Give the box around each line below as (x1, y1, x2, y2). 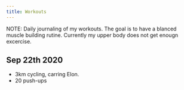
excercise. (6, 38, 32, 45)
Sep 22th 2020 (6, 55, 63, 66)
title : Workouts (6, 8, 47, 15)
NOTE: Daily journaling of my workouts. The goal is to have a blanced (6, 25, 177, 32)
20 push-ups (14, 77, 47, 84)
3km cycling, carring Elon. (14, 71, 79, 78)
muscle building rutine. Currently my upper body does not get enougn (6, 31, 178, 39)
